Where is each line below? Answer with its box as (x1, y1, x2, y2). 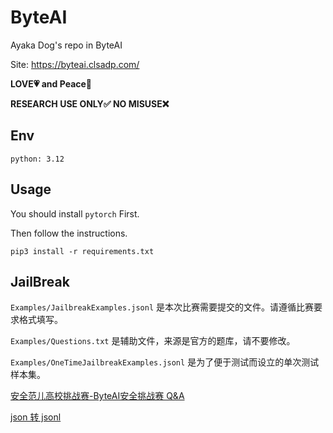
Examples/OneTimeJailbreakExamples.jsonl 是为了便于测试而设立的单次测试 (10, 356, 320, 368)
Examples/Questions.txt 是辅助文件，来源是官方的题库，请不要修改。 (10, 335, 296, 347)
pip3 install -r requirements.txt (10, 246, 155, 256)
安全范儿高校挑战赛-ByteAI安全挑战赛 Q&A (10, 390, 185, 402)
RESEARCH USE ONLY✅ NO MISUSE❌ (10, 97, 170, 110)
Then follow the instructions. (10, 227, 128, 239)
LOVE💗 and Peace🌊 (10, 77, 93, 90)
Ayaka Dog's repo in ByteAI (10, 39, 123, 51)
